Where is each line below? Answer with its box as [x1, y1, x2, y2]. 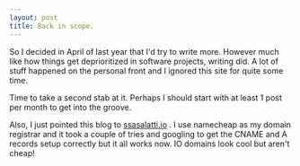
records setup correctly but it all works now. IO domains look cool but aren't [9, 138, 290, 149]
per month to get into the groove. [9, 101, 132, 112]
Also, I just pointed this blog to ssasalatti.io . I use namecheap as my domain [9, 118, 292, 130]
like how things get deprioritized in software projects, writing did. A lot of [9, 56, 278, 66]
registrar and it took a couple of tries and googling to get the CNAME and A [9, 128, 287, 139]
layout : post [9, 13, 58, 22]
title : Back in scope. [9, 22, 94, 31]
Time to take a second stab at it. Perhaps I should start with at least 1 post [9, 92, 283, 103]
